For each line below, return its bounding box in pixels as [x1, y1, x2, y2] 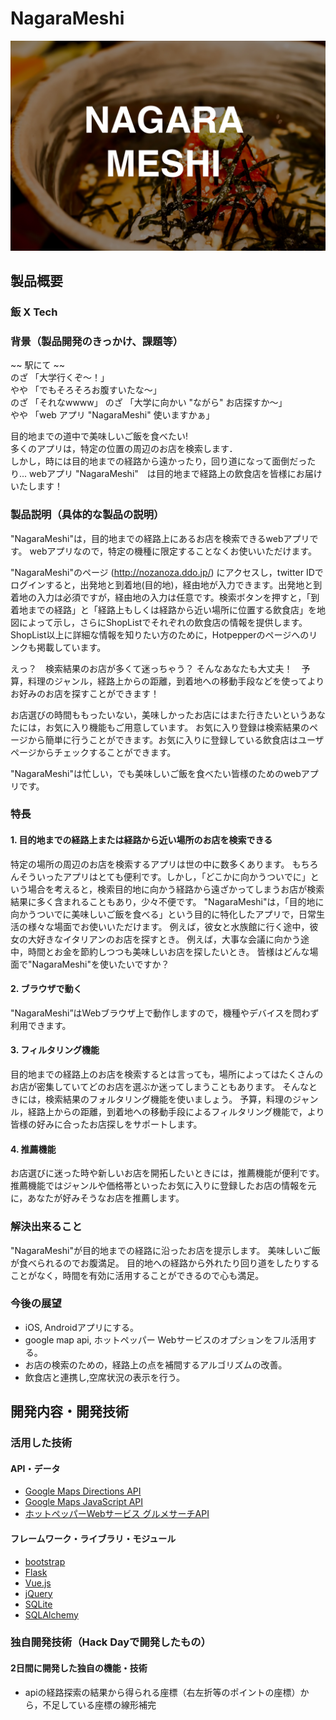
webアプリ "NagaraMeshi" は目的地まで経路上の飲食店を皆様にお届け [29, 468, 323, 480]
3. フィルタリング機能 [10, 1044, 100, 1056]
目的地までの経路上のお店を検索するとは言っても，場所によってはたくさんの [10, 1068, 324, 1081]
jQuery [24, 1587, 53, 1599]
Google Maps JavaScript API [24, 1496, 144, 1508]
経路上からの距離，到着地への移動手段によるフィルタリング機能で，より [27, 1106, 325, 1118]
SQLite [24, 1598, 53, 1610]
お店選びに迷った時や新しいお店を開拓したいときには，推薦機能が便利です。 [10, 1167, 325, 1179]
